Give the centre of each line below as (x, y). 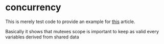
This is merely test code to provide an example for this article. (70, 21)
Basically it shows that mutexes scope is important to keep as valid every (82, 31)
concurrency (33, 7)
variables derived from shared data (42, 37)
